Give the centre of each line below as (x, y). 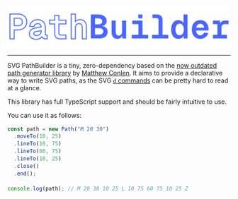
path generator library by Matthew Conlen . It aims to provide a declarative (115, 73)
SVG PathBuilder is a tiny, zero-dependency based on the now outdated (112, 65)
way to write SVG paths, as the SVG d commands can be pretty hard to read (118, 80)
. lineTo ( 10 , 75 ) (38, 144)
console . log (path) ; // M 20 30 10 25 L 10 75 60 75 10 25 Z (98, 188)
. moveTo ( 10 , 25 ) (38, 136)
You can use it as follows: (45, 115)
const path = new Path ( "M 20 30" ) (58, 129)
